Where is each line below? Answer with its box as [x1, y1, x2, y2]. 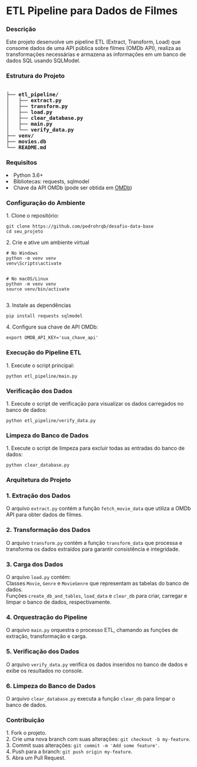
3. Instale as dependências [6, 302, 72, 309]
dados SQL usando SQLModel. [6, 57, 81, 64]
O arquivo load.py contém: [6, 574, 71, 581]
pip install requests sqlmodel [6, 313, 83, 319]
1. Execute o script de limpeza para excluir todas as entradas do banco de [6, 445, 185, 452]
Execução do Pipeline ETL [6, 349, 81, 357]
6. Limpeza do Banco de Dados [6, 682, 96, 690]
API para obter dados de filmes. [6, 511, 83, 518]
